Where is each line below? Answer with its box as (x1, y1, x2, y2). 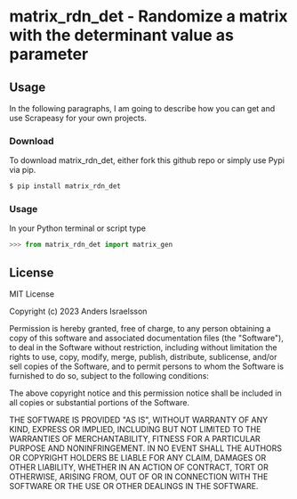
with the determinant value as (9, 25, 234, 45)
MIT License (9, 289, 55, 299)
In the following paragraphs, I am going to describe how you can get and (9, 103, 276, 113)
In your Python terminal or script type (9, 223, 147, 233)
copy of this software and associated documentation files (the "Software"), (9, 332, 285, 344)
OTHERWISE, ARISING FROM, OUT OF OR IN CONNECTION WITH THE (9, 471, 269, 482)
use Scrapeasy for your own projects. (9, 113, 147, 123)
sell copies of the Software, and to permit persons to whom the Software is (9, 361, 285, 372)
